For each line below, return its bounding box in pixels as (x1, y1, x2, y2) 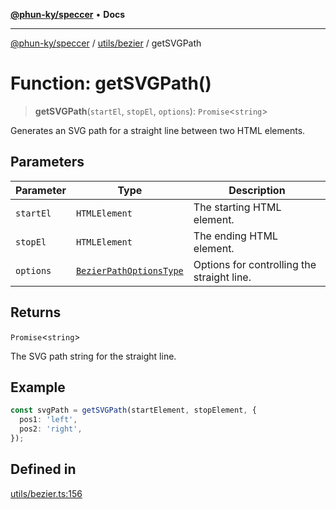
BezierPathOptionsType (75, 265, 184, 276)
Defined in (10, 461, 77, 478)
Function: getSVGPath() (10, 72, 212, 95)
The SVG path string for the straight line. (10, 350, 177, 362)
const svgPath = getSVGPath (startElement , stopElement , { (10, 405, 257, 416)
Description (228, 183, 286, 197)
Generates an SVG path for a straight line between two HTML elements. (10, 124, 306, 136)
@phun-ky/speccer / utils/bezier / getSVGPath (10, 37, 202, 49)
